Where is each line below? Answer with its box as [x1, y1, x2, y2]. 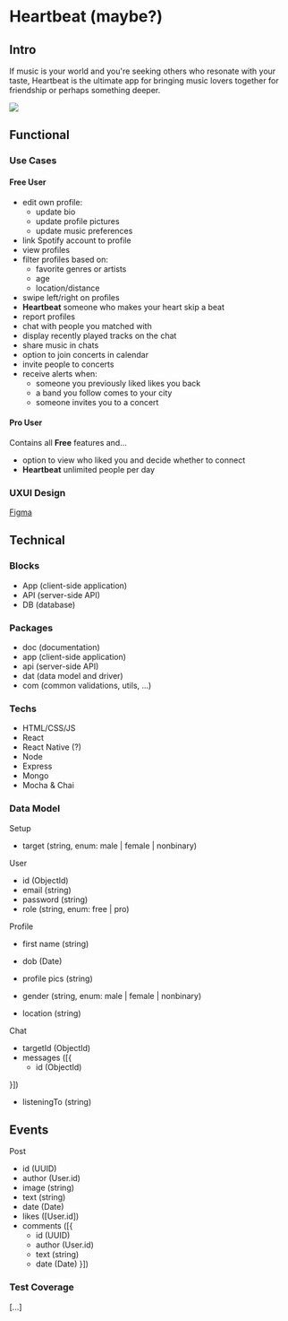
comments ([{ [21, 1221, 73, 1231]
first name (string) [21, 938, 89, 949]
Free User [9, 177, 47, 187]
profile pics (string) [21, 973, 93, 984]
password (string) [21, 894, 89, 905]
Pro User [9, 417, 43, 428]
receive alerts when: [21, 368, 98, 378]
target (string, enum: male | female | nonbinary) [21, 840, 198, 851]
